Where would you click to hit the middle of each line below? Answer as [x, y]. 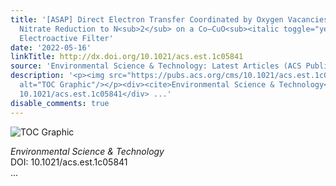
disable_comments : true [60, 103]
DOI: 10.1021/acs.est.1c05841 [69, 162]
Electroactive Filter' [66, 38]
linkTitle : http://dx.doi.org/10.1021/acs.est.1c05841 [127, 57]
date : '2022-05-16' [51, 47]
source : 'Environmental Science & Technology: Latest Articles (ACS [156, 66]
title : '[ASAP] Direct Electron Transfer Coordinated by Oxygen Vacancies [169, 19]
